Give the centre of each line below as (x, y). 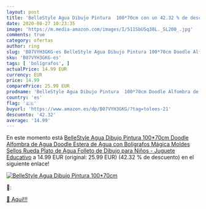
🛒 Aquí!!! (17, 199)
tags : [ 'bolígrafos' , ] (38, 63)
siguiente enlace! (28, 164)
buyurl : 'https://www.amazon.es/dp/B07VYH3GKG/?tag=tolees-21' (89, 109)
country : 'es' (25, 97)
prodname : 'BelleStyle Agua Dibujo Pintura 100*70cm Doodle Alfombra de (103, 92)
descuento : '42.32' (31, 115)
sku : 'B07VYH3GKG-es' (34, 58)
